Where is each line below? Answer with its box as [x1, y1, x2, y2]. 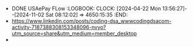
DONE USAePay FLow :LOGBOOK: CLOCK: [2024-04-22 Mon [11, 5, 161, 12]
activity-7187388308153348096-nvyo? [11, 23, 106, 31]
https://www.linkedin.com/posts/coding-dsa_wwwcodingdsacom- [11, 18, 172, 24]
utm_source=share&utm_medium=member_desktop [11, 30, 137, 37]
